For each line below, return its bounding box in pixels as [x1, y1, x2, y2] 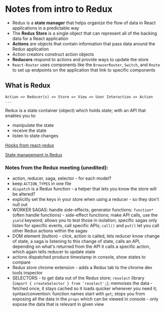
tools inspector [12, 270, 43, 276]
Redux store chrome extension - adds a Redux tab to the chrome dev [12, 265, 153, 271]
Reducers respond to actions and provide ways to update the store [12, 56, 149, 62]
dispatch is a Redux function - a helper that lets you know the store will [12, 186, 157, 192]
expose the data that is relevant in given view [12, 301, 104, 307]
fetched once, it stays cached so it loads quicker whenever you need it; [12, 285, 158, 292]
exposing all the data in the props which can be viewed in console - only [12, 296, 159, 302]
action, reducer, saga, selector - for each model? [12, 175, 112, 181]
